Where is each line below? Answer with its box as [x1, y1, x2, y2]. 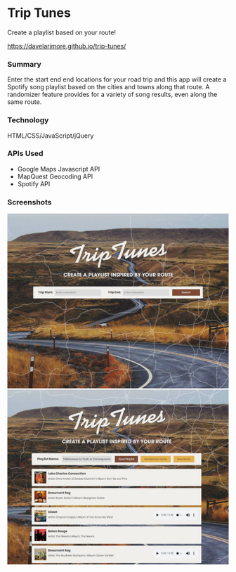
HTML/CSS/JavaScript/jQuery [7, 131, 94, 140]
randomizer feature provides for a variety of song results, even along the [7, 90, 218, 99]
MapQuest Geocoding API [17, 172, 93, 181]
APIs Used [7, 149, 44, 159]
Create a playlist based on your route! [7, 28, 117, 37]
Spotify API [17, 179, 51, 188]
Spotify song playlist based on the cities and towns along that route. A [7, 83, 210, 91]
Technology [7, 115, 49, 125]
